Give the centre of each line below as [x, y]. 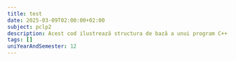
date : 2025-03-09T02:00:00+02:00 [56, 20]
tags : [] [20, 40]
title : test [25, 14]
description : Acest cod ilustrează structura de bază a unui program [111, 33]
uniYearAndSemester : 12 [42, 46]
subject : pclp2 [29, 27]
